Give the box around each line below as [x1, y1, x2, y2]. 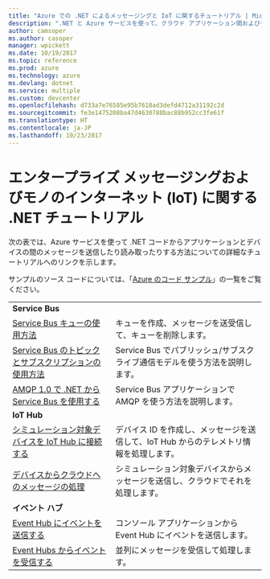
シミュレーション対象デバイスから [115, 463, 243, 474]
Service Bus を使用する [12, 396, 100, 407]
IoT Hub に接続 [46, 436, 103, 447]
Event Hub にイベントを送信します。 [115, 529, 253, 540]
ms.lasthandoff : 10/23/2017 [8, 131, 103, 139]
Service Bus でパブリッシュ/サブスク [115, 344, 255, 355]
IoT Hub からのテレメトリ [146, 436, 243, 447]
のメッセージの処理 [12, 481, 85, 492]
